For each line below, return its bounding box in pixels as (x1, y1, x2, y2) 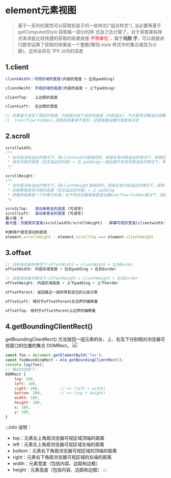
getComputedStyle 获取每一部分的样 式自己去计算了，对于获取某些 (17, 28, 158, 35)
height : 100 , (14, 400, 42, 405)
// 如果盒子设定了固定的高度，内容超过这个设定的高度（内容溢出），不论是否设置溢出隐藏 (5, 113, 166, 118)
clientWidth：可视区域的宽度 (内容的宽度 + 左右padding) (5, 76, 115, 81)
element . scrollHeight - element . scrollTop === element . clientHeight (5, 234, 154, 240)
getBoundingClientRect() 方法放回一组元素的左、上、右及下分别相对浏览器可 (5, 336, 165, 342)
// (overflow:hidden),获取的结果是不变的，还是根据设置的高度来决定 (5, 118, 139, 123)
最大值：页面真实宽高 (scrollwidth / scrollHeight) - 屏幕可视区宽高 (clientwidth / (5, 221, 165, 226)
